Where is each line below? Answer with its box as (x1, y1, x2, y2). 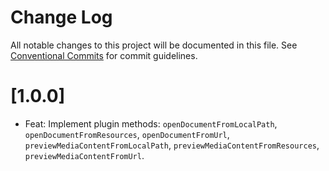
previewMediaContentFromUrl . (24, 149, 145, 161)
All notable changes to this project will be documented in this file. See (10, 39, 298, 51)
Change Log (10, 6, 113, 29)
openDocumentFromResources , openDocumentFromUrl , (24, 128, 230, 140)
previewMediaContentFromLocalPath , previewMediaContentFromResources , (24, 139, 320, 151)
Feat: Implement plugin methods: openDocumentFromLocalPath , (24, 117, 278, 130)
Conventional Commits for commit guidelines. (10, 49, 198, 61)
